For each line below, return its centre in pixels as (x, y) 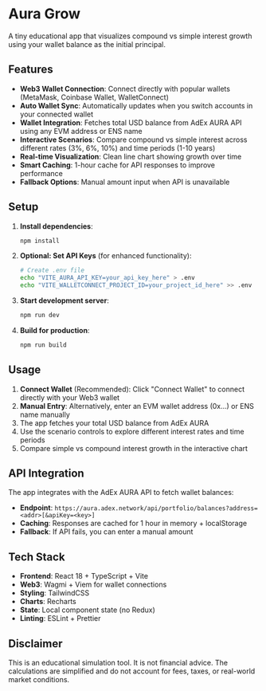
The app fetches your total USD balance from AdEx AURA (114, 422)
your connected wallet (57, 114)
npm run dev (39, 316)
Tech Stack (37, 557)
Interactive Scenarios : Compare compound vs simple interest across (133, 139)
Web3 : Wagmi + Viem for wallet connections (93, 585)
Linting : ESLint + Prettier (60, 618)
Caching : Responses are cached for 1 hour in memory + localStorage (133, 524)
